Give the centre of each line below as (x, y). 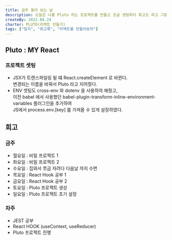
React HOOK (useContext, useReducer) (54, 226)
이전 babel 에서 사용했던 (37, 97)
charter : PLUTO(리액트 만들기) (35, 24)
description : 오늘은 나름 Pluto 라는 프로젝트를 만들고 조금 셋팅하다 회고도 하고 (82, 15)
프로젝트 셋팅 (20, 66)
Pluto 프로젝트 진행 (32, 232)
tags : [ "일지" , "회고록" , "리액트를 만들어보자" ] (52, 29)
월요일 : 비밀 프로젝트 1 (36, 155)
